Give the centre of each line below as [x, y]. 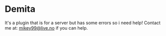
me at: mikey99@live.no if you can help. [46, 28]
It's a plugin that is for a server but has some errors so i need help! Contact [83, 23]
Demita [20, 9]
